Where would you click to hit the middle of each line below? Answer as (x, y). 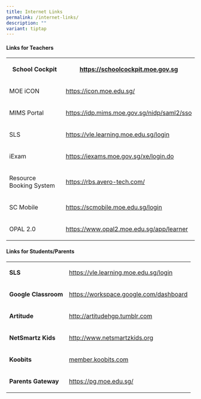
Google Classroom (36, 294)
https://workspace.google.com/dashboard (128, 294)
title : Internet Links (34, 12)
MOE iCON (25, 91)
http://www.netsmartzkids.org (111, 338)
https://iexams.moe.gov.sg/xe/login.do (120, 157)
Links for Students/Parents (40, 251)
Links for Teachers (30, 47)
